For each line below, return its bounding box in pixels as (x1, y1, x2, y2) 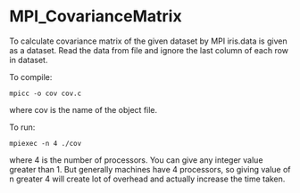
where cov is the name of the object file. (9, 104, 158, 115)
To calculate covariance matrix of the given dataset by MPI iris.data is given (9, 36, 287, 46)
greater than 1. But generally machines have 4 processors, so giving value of (9, 164, 292, 174)
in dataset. (9, 54, 48, 65)
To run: (9, 122, 36, 133)
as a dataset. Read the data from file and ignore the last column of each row (9, 44, 288, 55)
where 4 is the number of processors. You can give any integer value (9, 154, 263, 165)
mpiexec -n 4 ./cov (9, 139, 82, 148)
